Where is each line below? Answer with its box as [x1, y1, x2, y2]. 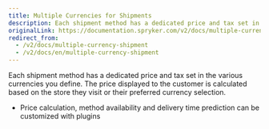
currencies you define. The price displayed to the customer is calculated [8, 79, 247, 88]
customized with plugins [19, 111, 101, 120]
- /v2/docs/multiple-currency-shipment [15, 41, 149, 49]
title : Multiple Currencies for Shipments [8, 11, 152, 20]
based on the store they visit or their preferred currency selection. [8, 88, 227, 96]
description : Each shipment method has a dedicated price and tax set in [8, 19, 260, 27]
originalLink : [8, 26, 56, 34]
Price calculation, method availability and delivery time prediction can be [19, 103, 260, 112]
